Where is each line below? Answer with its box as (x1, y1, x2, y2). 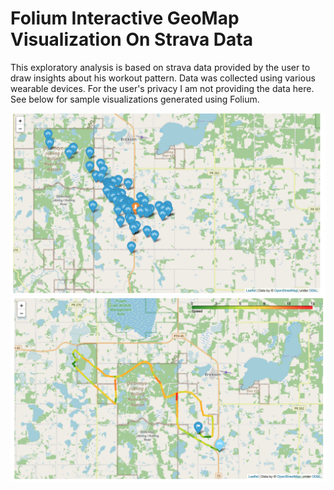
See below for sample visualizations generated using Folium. (10, 93, 260, 105)
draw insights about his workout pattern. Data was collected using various (10, 72, 316, 84)
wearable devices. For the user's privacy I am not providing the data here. (10, 82, 315, 94)
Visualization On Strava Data (10, 28, 253, 51)
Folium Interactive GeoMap (10, 7, 240, 30)
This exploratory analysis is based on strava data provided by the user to (10, 61, 311, 73)
